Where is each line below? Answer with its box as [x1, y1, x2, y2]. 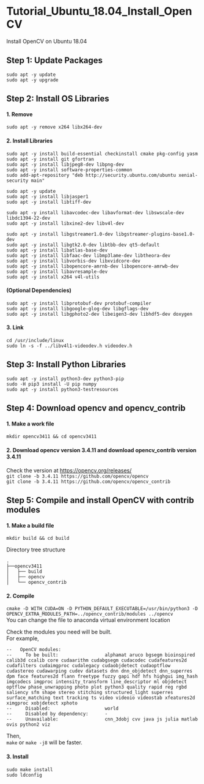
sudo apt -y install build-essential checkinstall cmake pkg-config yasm [6, 151, 199, 157]
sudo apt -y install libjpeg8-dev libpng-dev [6, 161, 124, 168]
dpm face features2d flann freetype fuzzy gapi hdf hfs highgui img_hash [6, 673, 199, 680]
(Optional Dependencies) [6, 286, 72, 294]
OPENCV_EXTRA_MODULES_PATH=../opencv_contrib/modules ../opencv [6, 611, 173, 618]
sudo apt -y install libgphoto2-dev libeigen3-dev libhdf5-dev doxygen [6, 311, 192, 317]
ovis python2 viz [6, 722, 51, 728]
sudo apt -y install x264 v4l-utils [6, 274, 100, 280]
